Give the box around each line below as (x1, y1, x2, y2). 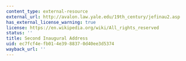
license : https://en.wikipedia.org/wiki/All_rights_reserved (6, 24, 160, 31)
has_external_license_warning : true (6, 19, 96, 25)
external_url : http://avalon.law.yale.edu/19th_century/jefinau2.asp (6, 14, 181, 20)
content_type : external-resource (6, 8, 88, 15)
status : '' (6, 30, 33, 36)
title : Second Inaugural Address (6, 35, 88, 41)
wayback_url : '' (6, 46, 46, 52)
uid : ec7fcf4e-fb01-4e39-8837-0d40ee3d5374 (6, 41, 115, 47)
